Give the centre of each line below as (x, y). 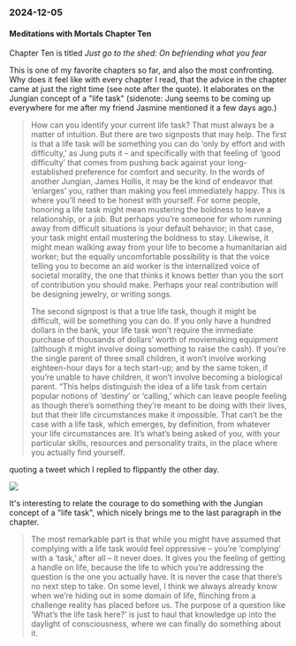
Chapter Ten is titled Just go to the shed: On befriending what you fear (138, 53)
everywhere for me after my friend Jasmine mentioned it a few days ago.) (143, 108)
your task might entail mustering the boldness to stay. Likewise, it (150, 238)
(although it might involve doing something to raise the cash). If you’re (159, 349)
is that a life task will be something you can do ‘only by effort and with (158, 144)
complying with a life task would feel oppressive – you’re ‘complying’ (156, 549)
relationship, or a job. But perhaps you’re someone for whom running (156, 219)
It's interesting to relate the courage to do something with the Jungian (136, 504)
